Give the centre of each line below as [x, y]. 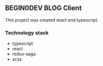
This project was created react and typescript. [52, 20]
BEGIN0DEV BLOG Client [43, 8]
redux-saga [24, 54]
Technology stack [27, 33]
